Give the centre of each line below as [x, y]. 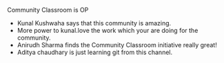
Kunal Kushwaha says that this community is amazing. [94, 23]
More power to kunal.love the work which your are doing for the [108, 30]
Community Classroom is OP [48, 10]
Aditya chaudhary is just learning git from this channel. [95, 52]
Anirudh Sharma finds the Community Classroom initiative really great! [117, 45]
